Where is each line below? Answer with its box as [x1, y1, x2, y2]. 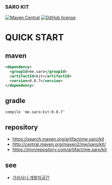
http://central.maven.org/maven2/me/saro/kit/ [12, 142, 106, 148]
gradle [5, 97, 26, 105]
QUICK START [5, 32, 64, 43]
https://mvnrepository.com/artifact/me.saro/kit [12, 147, 107, 152]
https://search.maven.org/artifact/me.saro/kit [12, 136, 105, 142]
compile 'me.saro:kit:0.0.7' [5, 110, 65, 114]
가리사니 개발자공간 [12, 175, 50, 181]
